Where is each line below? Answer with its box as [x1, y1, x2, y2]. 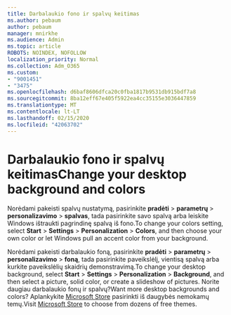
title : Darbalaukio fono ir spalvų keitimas [7, 10, 140, 18]
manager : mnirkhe [7, 29, 58, 37]
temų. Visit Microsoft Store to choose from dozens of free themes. [7, 300, 198, 309]
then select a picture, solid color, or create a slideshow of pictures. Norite [7, 278, 220, 286]
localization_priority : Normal [7, 56, 99, 63]
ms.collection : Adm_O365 [7, 62, 80, 69]
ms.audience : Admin [7, 36, 65, 43]
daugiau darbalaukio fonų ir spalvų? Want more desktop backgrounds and [7, 285, 220, 293]
